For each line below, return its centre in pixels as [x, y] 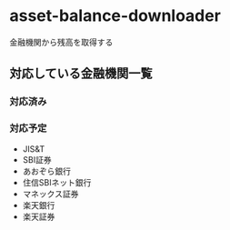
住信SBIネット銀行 [57, 182]
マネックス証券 [50, 194]
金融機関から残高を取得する [61, 42]
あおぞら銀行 [46, 171]
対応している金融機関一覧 [81, 74]
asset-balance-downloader [115, 16]
